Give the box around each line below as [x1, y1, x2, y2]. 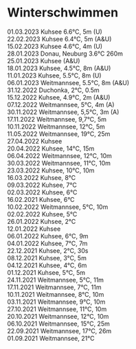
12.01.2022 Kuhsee [7, 225, 61, 233]
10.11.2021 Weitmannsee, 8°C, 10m [7, 290, 104, 298]
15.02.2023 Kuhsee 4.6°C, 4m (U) [7, 42, 103, 50]
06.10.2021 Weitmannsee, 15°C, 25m [7, 319, 110, 328]
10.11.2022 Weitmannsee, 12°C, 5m [7, 122, 105, 131]
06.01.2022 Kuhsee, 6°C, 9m [7, 232, 89, 240]
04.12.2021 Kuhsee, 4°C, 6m [7, 261, 87, 269]
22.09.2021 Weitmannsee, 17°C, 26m [7, 326, 112, 335]
